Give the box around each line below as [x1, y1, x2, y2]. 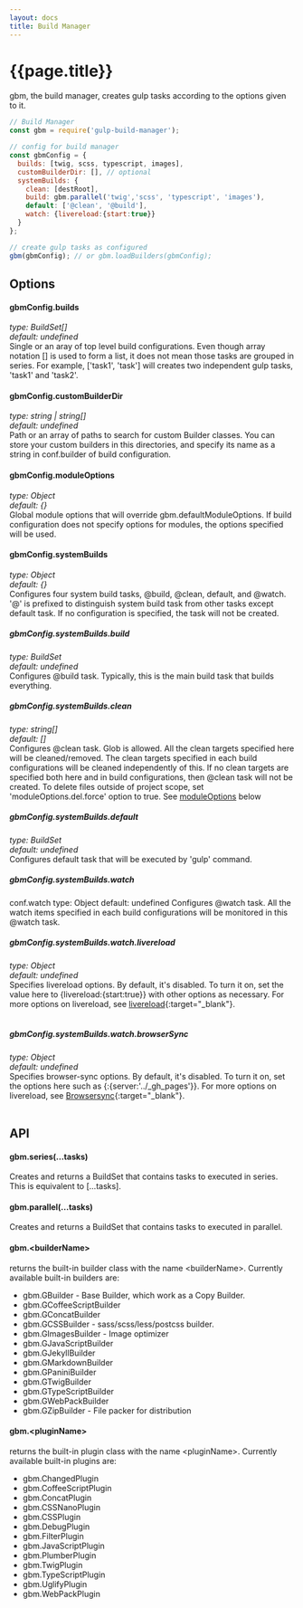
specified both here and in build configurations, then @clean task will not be [9, 771, 294, 783]
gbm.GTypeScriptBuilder [22, 1385, 115, 1396]
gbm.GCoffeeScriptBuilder [22, 1299, 121, 1310]
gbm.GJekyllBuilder [22, 1347, 96, 1358]
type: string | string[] [9, 411, 87, 422]
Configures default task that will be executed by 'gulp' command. [9, 853, 253, 864]
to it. [9, 100, 26, 111]
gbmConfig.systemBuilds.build [9, 628, 130, 639]
